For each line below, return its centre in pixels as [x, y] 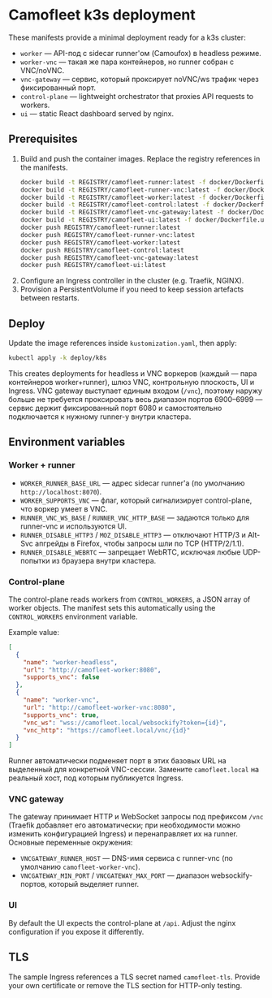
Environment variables [67, 442]
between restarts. [50, 298]
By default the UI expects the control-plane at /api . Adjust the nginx [122, 922]
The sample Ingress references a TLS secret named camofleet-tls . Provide [134, 977]
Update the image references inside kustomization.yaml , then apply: [123, 343]
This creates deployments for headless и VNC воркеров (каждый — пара [133, 373]
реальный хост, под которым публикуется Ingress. [96, 778]
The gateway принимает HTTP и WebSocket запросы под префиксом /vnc [136, 817]
